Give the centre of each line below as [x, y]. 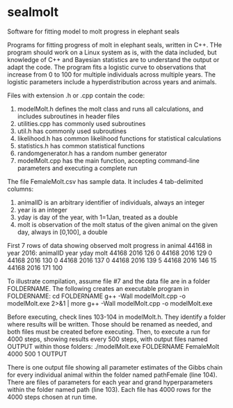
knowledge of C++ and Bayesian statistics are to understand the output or [113, 59]
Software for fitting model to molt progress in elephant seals [93, 31]
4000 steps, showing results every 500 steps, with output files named [107, 339]
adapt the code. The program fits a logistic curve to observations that [107, 67]
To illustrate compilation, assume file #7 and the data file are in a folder [109, 281]
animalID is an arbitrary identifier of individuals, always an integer [111, 202]
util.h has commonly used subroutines [72, 131]
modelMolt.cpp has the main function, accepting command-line [109, 160]
